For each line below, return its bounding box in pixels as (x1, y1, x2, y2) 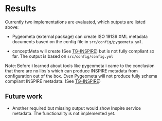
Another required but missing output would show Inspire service (12, 105, 141, 111)
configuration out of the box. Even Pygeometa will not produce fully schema (5, 73, 158, 79)
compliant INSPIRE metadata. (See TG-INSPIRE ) (5, 78, 101, 84)
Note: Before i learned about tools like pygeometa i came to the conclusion (5, 63, 155, 69)
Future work (5, 92, 43, 101)
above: (5, 24, 19, 30)
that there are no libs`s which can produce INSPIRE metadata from (5, 68, 138, 73)
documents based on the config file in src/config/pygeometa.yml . (12, 38, 143, 44)
